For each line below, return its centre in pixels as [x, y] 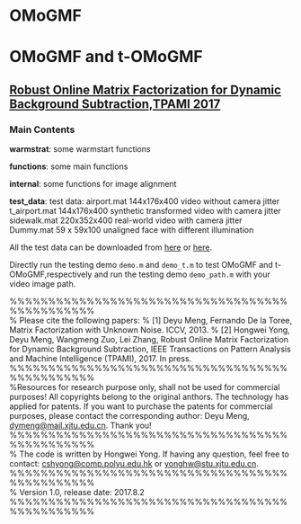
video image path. [43, 284]
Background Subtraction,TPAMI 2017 [115, 104]
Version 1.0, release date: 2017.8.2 [82, 493]
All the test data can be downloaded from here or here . [111, 247]
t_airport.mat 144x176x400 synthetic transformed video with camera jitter [145, 211]
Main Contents [42, 129]
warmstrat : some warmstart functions [80, 149]
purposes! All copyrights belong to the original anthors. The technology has [149, 397]
